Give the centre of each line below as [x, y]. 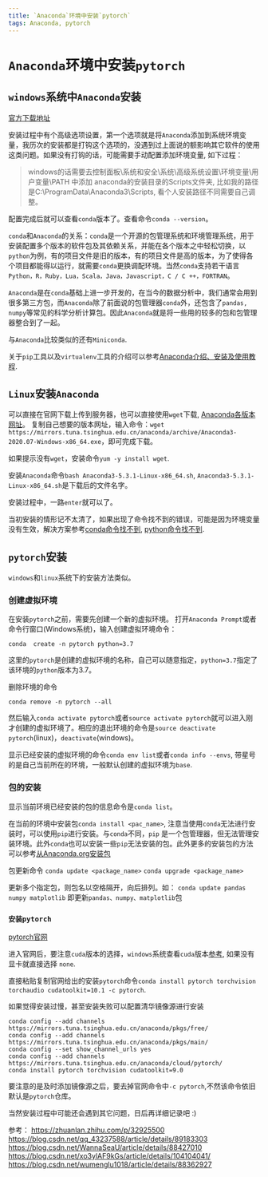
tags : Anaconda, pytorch [49, 23]
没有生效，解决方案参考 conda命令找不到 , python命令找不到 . [106, 529]
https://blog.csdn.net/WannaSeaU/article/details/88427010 [105, 1147]
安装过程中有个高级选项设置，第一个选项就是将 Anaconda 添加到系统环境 [124, 135]
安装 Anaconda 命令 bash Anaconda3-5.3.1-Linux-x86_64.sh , [102, 475]
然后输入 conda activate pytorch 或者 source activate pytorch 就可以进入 [127, 718]
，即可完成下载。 [129, 442]
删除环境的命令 [33, 687]
